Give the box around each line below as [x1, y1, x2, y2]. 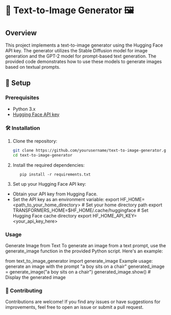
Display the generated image [5, 274, 66, 281]
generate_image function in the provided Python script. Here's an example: [5, 248, 163, 254]
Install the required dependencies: [12, 162, 85, 168]
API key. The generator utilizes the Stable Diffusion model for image [5, 48, 148, 53]
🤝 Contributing [5, 287, 42, 294]
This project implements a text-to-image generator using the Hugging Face [5, 42, 163, 48]
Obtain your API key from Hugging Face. [12, 191, 98, 197]
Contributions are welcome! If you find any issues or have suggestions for [5, 299, 161, 305]
